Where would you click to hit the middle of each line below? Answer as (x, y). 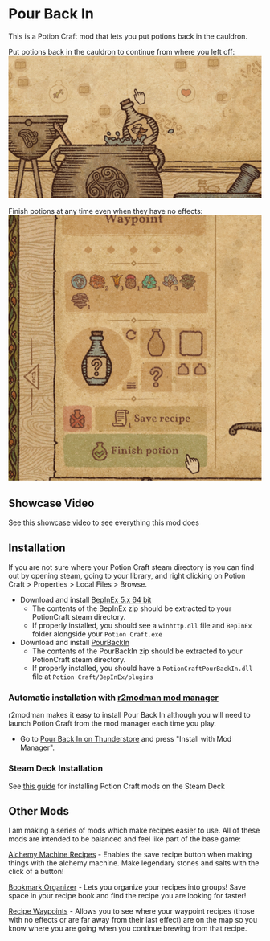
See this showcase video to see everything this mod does (104, 522)
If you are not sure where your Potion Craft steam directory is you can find (131, 567)
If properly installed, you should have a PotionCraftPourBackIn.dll (142, 668)
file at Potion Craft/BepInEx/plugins (93, 677)
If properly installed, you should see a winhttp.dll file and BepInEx (142, 625)
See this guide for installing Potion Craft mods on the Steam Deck (117, 786)
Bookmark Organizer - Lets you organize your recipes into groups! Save (127, 887)
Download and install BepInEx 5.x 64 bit (86, 600)
